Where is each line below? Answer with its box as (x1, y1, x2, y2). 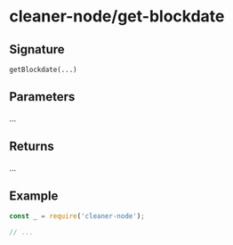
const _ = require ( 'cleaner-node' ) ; (9, 212, 145, 221)
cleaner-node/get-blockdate (9, 6, 225, 27)
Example (9, 189, 59, 204)
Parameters (9, 89, 76, 104)
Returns (9, 139, 55, 154)
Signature (9, 42, 65, 57)
